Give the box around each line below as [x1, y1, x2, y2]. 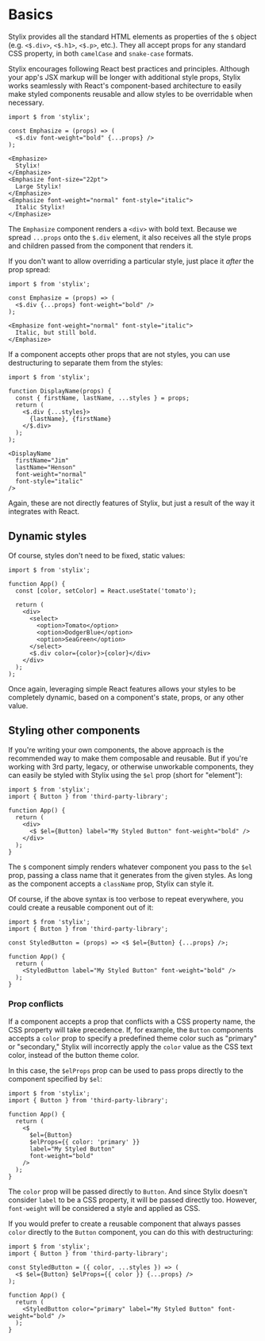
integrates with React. [8, 506, 80, 516]
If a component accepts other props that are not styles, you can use [8, 349, 231, 358]
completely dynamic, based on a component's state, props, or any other [8, 692, 244, 702]
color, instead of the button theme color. [8, 1050, 140, 1059]
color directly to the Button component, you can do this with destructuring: [8, 1227, 254, 1236]
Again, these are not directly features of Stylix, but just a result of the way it [8, 498, 255, 508]
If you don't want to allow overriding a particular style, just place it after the [8, 256, 254, 266]
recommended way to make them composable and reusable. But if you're [8, 753, 248, 763]
